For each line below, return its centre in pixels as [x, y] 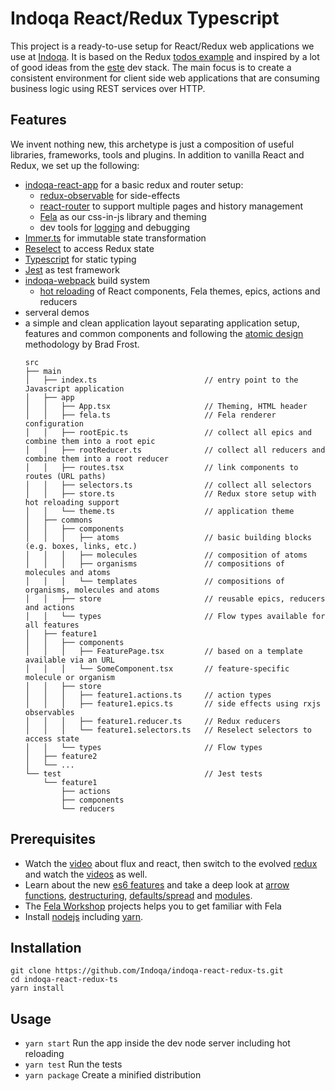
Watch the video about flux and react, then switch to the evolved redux [171, 863]
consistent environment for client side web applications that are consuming [165, 78]
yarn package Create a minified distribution [113, 1075]
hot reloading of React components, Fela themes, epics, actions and [180, 291]
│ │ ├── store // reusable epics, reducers [175, 598]
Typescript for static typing [80, 259]
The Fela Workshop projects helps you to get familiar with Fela [153, 906]
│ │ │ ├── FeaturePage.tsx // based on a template [163, 651]
